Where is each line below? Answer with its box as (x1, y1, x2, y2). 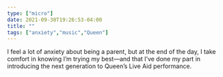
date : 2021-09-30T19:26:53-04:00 (7, 16, 103, 23)
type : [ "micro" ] (7, 10, 53, 17)
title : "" (7, 22, 36, 29)
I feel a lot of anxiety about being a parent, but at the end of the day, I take (7, 48, 216, 56)
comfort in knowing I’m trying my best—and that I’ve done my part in (7, 55, 200, 63)
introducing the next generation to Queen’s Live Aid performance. (7, 62, 192, 70)
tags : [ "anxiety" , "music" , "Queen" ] (7, 29, 109, 36)
